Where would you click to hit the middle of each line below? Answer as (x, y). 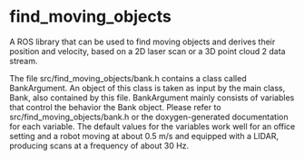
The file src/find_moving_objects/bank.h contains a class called (128, 78)
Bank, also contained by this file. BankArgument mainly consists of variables (152, 98)
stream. (24, 61)
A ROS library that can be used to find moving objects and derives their (142, 42)
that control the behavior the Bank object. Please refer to (115, 107)
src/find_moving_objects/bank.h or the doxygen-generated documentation (149, 117)
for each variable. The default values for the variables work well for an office (152, 126)
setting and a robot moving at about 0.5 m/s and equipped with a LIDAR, (144, 136)
